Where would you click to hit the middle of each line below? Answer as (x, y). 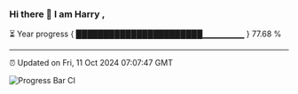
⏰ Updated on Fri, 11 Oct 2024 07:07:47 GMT (91, 63)
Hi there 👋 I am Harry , (57, 14)
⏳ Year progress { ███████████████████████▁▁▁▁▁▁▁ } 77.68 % (145, 34)
